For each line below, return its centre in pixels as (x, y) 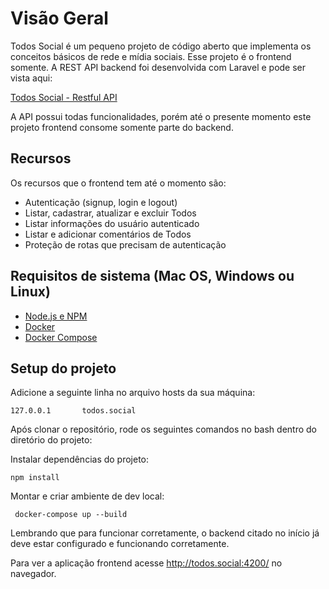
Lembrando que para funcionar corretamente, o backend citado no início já (165, 533)
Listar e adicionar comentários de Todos (108, 234)
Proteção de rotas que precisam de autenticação (125, 244)
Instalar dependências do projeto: (80, 459)
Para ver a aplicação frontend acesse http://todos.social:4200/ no (146, 563)
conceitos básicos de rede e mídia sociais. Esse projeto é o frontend (151, 56)
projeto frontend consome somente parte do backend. (122, 127)
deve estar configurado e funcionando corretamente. (120, 544)
